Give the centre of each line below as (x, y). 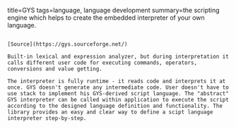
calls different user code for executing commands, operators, (102, 63)
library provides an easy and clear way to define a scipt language (110, 112)
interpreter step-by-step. (47, 118)
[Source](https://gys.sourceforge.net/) (68, 44)
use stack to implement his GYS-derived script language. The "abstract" (118, 94)
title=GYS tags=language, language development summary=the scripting (114, 10)
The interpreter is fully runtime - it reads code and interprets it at (117, 81)
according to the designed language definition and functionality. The (115, 106)
